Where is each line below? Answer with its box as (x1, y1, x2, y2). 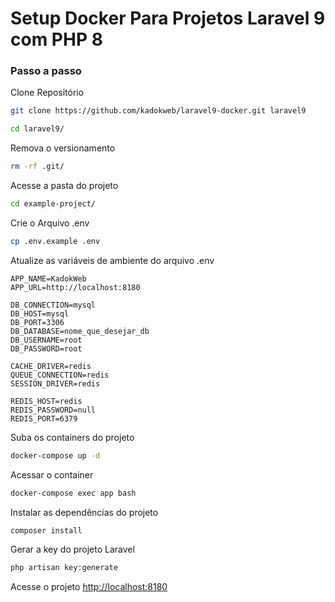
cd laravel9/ (10, 124, 65, 134)
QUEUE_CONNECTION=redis (10, 370, 110, 380)
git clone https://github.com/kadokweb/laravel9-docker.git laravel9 (10, 106, 307, 116)
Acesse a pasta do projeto (10, 180, 119, 192)
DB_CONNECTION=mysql (10, 300, 97, 310)
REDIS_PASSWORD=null (10, 405, 97, 415)
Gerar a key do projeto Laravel (10, 543, 135, 556)
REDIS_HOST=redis (10, 396, 83, 406)
